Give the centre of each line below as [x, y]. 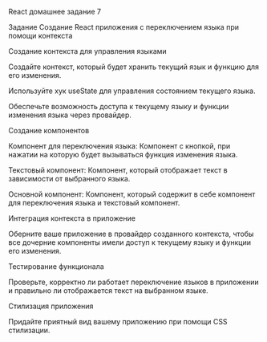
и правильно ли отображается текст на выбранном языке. [108, 291]
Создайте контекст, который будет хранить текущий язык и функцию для [133, 67]
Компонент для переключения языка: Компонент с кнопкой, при [119, 146]
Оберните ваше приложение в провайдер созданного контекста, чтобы [131, 234]
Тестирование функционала [56, 267]
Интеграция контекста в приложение [72, 218]
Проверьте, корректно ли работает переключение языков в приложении [133, 282]
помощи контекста [40, 36]
